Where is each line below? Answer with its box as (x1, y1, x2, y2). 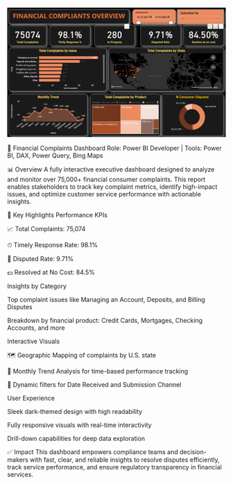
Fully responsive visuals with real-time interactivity (7, 421, 152, 429)
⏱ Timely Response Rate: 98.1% (7, 240, 98, 249)
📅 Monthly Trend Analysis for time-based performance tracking (7, 367, 189, 375)
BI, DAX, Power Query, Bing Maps (7, 151, 103, 160)
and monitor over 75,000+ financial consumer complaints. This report (7, 175, 206, 183)
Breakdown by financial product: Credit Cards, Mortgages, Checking (7, 316, 203, 324)
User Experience (7, 394, 55, 402)
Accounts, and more (7, 324, 65, 332)
